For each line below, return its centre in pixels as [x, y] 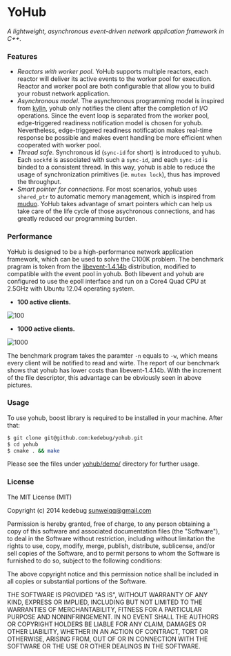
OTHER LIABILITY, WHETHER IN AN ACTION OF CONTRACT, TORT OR [108, 631]
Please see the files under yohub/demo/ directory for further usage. [103, 464]
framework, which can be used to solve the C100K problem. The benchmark [115, 259]
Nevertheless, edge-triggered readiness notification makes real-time [114, 130]
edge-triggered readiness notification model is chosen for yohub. [110, 123]
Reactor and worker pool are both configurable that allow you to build [116, 86]
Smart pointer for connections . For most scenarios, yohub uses [107, 189]
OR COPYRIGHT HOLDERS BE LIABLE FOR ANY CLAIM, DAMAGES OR [107, 624]
